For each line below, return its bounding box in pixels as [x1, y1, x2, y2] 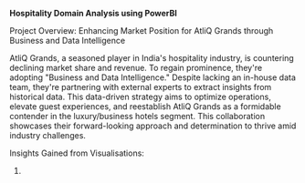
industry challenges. [9, 130, 87, 140]
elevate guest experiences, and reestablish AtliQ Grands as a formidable [9, 101, 281, 112]
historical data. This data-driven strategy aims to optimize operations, [9, 91, 271, 102]
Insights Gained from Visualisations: [9, 147, 144, 158]
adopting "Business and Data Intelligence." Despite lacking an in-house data [9, 72, 297, 83]
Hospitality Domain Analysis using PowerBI [9, 8, 178, 18]
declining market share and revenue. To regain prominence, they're [9, 63, 263, 73]
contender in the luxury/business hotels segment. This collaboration [9, 111, 266, 121]
